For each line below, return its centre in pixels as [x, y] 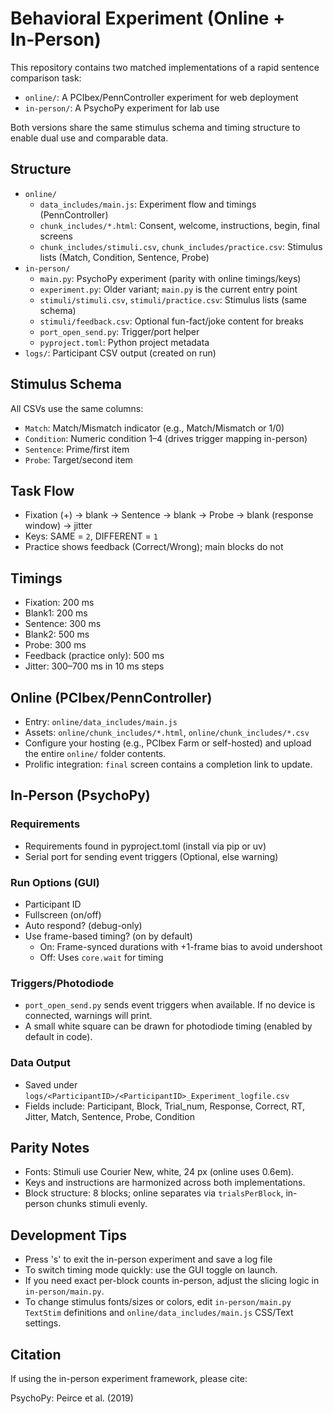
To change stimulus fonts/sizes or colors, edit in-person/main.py [158, 1302]
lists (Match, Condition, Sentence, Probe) [124, 257]
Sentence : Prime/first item [77, 449]
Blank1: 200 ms [56, 613]
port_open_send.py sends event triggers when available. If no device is [170, 1005]
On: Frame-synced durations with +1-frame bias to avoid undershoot [181, 946]
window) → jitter [58, 526]
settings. [43, 1323]
